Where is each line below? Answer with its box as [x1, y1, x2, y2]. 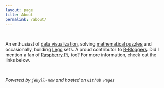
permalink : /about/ [5, 17, 47, 22]
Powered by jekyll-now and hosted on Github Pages [5, 77, 115, 83]
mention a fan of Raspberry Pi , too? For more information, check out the [5, 52, 157, 58]
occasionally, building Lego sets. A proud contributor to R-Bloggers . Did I [5, 47, 159, 53]
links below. [5, 57, 30, 63]
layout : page [5, 7, 33, 13]
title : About [5, 12, 33, 17]
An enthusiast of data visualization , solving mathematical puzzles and [5, 41, 152, 47]
